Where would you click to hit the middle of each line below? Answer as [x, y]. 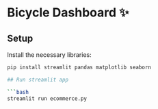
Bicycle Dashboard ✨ [68, 13]
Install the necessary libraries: [50, 55]
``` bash [18, 92]
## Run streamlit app [38, 80]
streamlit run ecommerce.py [47, 98]
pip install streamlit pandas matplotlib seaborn [79, 67]
